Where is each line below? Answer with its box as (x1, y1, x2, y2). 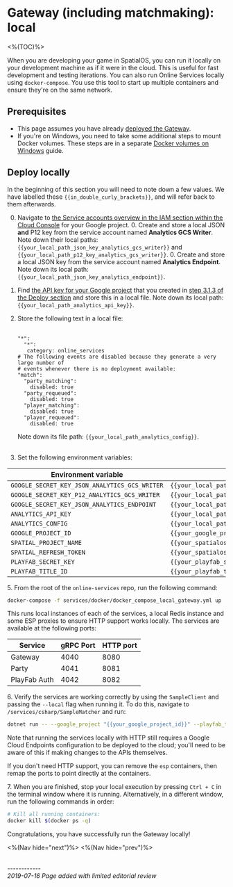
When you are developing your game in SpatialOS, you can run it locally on (7, 56, 221, 64)
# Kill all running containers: (7, 811, 101, 818)
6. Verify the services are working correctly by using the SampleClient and (7, 693, 220, 701)
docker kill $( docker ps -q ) (7, 817, 92, 824)
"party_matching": (24, 377, 77, 384)
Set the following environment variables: (17, 453, 133, 462)
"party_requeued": (24, 389, 77, 397)
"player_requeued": (24, 414, 80, 421)
